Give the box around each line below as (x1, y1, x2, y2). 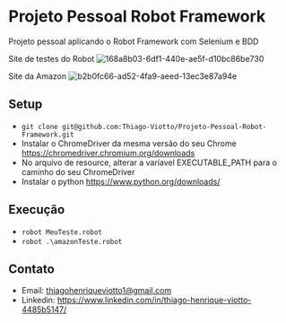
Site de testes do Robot (8, 53, 95, 64)
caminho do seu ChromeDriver (21, 166, 135, 177)
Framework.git (21, 130, 74, 139)
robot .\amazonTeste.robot (21, 237, 123, 246)
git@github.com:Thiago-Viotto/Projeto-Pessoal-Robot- (61, 122, 267, 131)
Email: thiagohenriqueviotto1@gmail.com (21, 285, 172, 296)
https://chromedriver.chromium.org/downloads (21, 147, 195, 158)
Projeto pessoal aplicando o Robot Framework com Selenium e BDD (8, 36, 259, 47)
